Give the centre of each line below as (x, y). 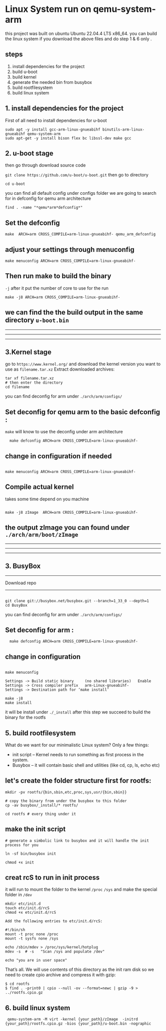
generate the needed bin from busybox (52, 82)
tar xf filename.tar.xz (30, 379)
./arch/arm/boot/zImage (42, 535)
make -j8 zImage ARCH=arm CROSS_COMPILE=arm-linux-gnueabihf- (72, 512)
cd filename (17, 387)
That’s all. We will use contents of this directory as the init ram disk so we (80, 969)
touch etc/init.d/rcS (27, 908)
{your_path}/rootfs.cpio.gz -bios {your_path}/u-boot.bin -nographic (78, 1024)
